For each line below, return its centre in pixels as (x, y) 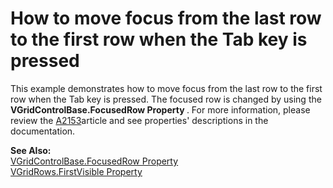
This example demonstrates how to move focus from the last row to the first (166, 88)
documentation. (43, 131)
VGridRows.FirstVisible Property (76, 171)
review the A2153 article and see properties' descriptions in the (139, 120)
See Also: (31, 150)
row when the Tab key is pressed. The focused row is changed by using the (166, 99)
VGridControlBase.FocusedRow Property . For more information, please (160, 109)
